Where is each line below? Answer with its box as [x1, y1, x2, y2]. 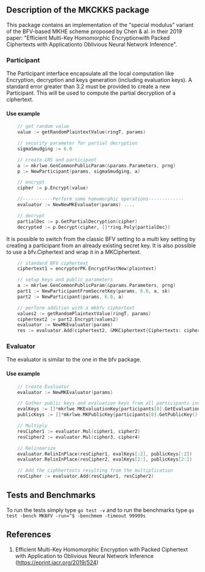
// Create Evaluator [17, 384, 70, 390]
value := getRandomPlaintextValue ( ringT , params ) [17, 129, 146, 135]
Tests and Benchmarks [6, 490, 96, 500]
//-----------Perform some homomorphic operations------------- [17, 196, 184, 202]
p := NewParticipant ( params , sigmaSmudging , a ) [17, 168, 140, 174]
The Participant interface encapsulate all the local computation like [6, 70, 174, 77]
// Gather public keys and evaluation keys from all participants [17, 400, 190, 406]
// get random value [17, 124, 70, 130]
